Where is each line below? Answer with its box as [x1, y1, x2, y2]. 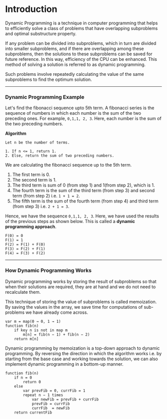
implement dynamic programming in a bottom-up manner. [5, 361, 124, 367]
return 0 [23, 379, 41, 385]
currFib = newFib [31, 406, 70, 411]
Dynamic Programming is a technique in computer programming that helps [5, 20, 158, 26]
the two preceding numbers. [5, 121, 64, 127]
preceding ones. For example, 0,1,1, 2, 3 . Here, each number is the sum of [5, 116, 162, 122]
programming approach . [5, 223, 57, 230]
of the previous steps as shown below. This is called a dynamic [5, 218, 135, 224]
